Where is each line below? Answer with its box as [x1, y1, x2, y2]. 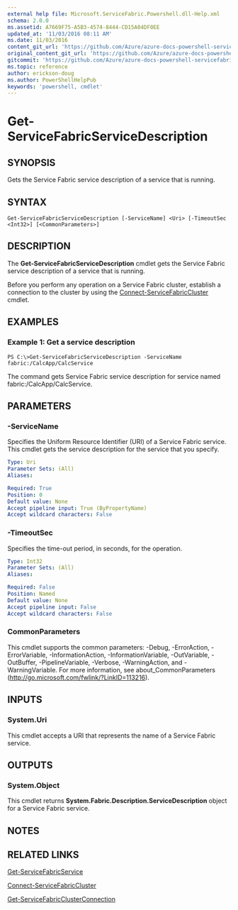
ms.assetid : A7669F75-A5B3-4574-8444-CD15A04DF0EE [7, 23, 160, 30]
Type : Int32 [7, 557, 42, 565]
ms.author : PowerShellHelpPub [7, 76, 97, 84]
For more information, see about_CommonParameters [59, 665, 216, 674]
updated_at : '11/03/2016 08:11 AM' [7, 30, 113, 38]
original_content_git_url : [7, 50, 87, 57]
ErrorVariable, [7, 650, 48, 659]
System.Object [7, 780, 60, 790]
